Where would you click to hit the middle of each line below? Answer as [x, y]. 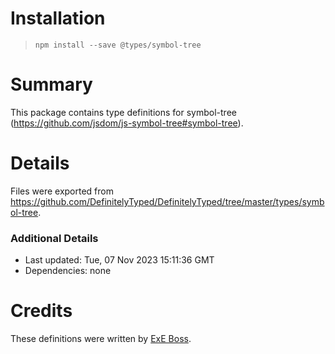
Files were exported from [62, 191]
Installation [58, 18]
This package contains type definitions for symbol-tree [123, 112]
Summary [51, 84]
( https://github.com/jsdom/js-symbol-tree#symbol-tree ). [127, 123]
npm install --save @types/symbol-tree [118, 45]
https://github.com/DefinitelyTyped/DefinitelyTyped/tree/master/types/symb [167, 201]
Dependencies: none [68, 271]
